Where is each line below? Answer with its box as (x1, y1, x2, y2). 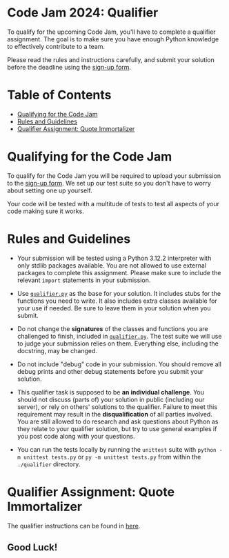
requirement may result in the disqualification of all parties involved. (17, 410, 212, 418)
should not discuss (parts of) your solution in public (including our (17, 395, 205, 403)
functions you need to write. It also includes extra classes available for (17, 297, 217, 305)
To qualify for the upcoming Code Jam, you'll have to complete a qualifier (7, 28, 216, 36)
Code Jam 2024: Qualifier (7, 5, 159, 21)
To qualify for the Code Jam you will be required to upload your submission (7, 171, 221, 180)
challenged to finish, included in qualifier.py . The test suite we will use (17, 332, 222, 340)
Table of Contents (7, 88, 112, 103)
